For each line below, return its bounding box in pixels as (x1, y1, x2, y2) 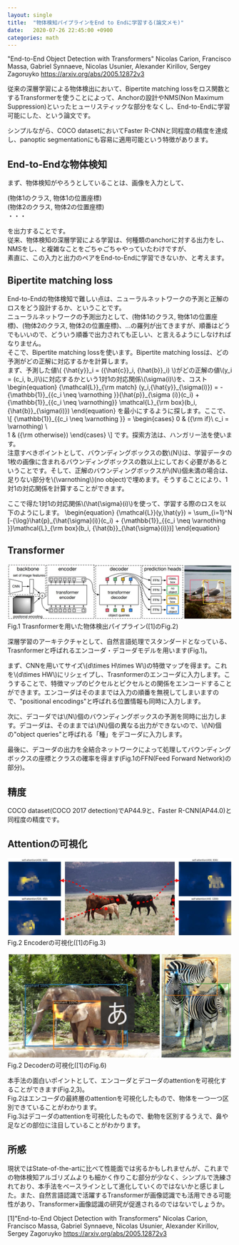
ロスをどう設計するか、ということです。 (7, 303, 126, 312)
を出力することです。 (7, 227, 70, 236)
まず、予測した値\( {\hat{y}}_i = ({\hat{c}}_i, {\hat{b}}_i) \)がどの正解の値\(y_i (7, 366, 233, 374)
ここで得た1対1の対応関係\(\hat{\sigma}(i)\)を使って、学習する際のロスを (7, 499, 220, 508)
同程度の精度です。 (7, 815, 63, 824)
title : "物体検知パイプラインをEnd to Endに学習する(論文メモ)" (7, 19, 184, 26)
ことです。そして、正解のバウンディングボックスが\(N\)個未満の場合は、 (19, 466, 232, 475)
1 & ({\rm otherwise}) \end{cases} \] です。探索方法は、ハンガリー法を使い (7, 430, 226, 439)
